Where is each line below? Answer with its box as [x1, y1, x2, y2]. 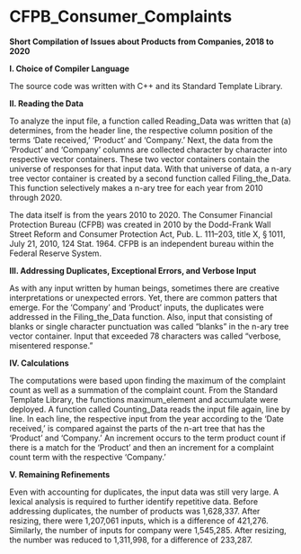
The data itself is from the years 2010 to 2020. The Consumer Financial [9, 209, 273, 220]
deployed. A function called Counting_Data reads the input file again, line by [9, 404, 291, 414]
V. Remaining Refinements [9, 468, 111, 479]
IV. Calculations [9, 358, 69, 368]
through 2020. [9, 192, 63, 203]
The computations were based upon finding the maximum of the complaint [9, 375, 286, 386]
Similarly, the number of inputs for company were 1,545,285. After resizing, [9, 524, 288, 535]
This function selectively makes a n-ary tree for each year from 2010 [9, 182, 263, 193]
